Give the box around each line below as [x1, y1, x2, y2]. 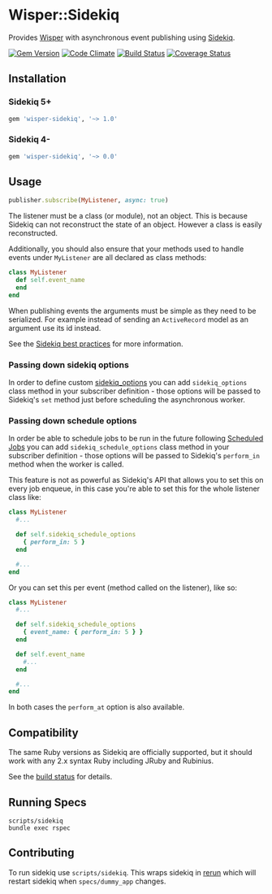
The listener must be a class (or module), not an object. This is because [8, 211, 248, 221]
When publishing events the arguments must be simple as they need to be [8, 306, 257, 315]
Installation [8, 72, 67, 86]
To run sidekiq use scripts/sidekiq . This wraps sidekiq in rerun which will [8, 867, 257, 877]
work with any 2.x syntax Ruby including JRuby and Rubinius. [8, 756, 214, 766]
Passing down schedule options [8, 415, 137, 427]
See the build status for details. [8, 772, 113, 782]
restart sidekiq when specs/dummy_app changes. [8, 876, 166, 886]
